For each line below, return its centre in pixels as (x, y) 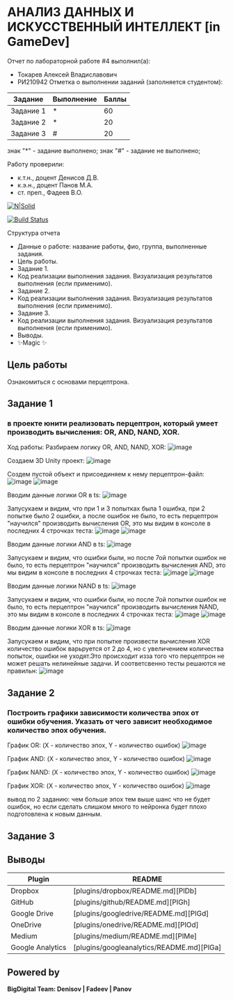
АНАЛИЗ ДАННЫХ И (71, 12)
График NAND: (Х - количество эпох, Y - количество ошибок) (98, 772)
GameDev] (39, 42)
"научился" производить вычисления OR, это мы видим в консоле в (109, 524)
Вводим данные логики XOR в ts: (56, 628)
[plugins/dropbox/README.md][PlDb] (135, 891)
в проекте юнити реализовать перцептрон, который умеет (113, 423)
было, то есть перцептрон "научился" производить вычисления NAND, (113, 607)
